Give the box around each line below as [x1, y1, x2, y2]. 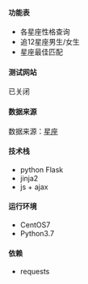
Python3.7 [19, 229, 55, 239]
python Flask [19, 164, 64, 174]
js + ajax [19, 182, 48, 192]
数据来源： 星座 [8, 126, 58, 136]
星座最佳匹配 [19, 47, 63, 57]
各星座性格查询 [19, 27, 70, 36]
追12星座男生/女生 [19, 37, 81, 47]
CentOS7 [19, 220, 51, 230]
